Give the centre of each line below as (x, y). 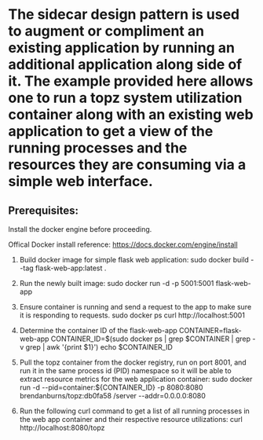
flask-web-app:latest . (71, 268)
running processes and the (98, 148)
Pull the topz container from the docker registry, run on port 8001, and (133, 362)
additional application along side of (125, 65)
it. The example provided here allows (131, 81)
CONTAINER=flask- (210, 330)
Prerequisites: (43, 210)
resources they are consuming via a (127, 165)
